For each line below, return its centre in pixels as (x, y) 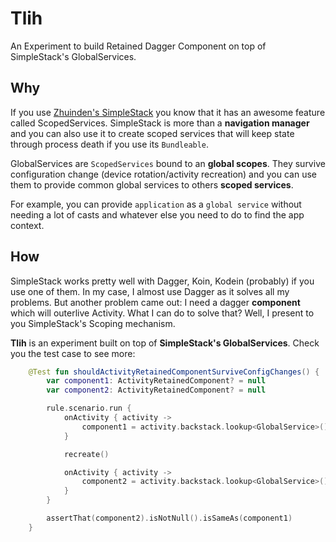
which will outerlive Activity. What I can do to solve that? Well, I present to (162, 313)
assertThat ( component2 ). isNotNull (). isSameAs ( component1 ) (169, 518)
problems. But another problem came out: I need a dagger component (155, 302)
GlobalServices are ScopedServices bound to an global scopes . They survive (168, 163)
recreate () (86, 454)
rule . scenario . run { (89, 408)
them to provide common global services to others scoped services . (152, 184)
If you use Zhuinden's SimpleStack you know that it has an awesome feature (168, 112)
